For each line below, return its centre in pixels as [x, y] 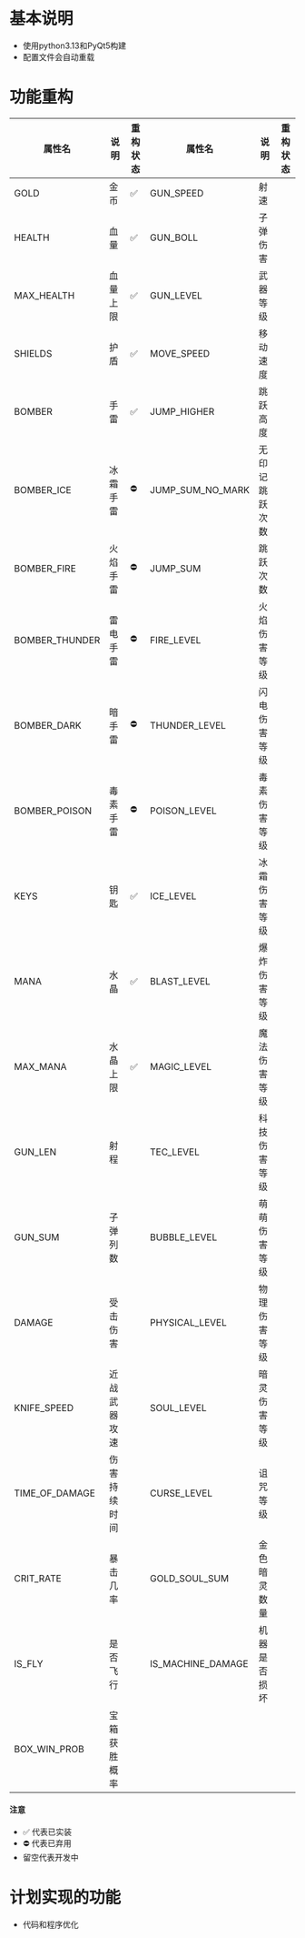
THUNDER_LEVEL [188, 725]
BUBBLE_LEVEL [183, 1236]
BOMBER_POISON [53, 811]
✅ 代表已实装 [47, 1832]
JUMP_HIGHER [182, 411]
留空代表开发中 [50, 1858]
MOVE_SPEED [180, 353]
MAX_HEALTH [44, 295]
